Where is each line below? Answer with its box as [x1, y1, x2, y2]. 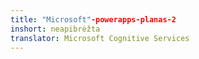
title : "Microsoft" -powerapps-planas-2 [10, 14, 177, 25]
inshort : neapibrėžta [10, 24, 101, 34]
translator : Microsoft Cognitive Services [10, 33, 190, 43]
